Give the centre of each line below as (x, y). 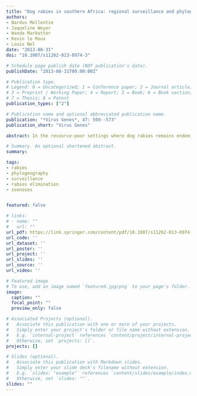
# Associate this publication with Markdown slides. (74, 362)
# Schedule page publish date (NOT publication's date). (77, 66)
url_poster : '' (25, 249)
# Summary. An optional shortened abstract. (61, 146)
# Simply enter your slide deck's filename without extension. (87, 368)
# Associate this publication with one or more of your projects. (91, 324)
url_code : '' (22, 238)
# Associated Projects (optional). (50, 319)
